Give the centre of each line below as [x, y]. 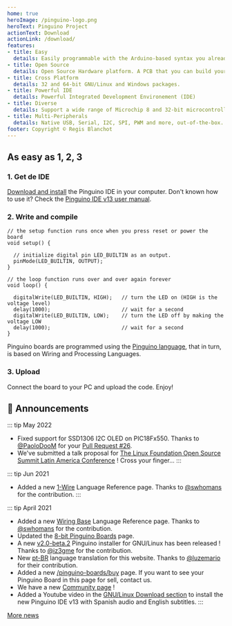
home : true [23, 13]
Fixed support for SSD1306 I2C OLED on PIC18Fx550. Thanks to [108, 438]
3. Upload [23, 372]
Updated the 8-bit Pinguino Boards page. [76, 536]
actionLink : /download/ [41, 39]
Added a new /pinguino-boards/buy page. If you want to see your [110, 573]
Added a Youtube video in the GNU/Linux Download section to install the [120, 595]
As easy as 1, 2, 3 [45, 157]
